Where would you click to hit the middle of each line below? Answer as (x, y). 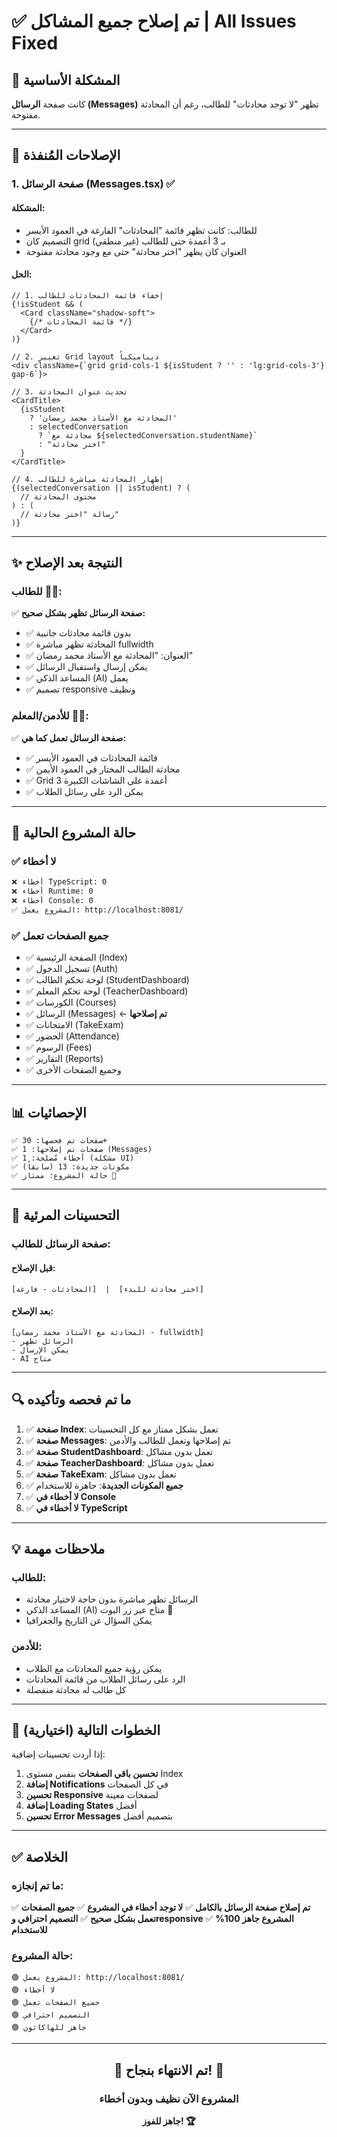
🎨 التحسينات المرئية (65, 1215)
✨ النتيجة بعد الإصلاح (67, 563)
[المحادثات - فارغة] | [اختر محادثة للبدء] (107, 1289)
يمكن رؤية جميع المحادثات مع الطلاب (94, 1668)
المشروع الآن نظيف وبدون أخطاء (169, 2098)
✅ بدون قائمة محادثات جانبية (78, 633)
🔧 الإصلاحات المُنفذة (66, 155)
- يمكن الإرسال (41, 1350)
